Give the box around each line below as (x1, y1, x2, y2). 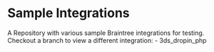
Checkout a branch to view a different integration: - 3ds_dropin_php (7, 36, 207, 44)
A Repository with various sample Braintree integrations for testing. (7, 28, 205, 37)
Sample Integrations (7, 5, 130, 21)
